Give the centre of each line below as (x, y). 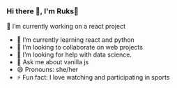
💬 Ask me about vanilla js (53, 62)
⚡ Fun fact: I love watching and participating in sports (93, 78)
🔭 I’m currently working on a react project (66, 27)
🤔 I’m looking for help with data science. (74, 54)
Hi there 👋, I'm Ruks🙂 (43, 11)
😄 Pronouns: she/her (47, 70)
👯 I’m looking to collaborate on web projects (80, 47)
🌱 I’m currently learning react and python (76, 40)
